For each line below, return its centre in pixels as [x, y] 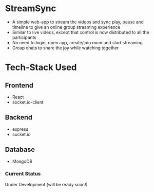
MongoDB [22, 161]
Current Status [23, 174]
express [20, 129]
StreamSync [31, 9]
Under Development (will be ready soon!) [46, 184]
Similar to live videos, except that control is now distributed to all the [81, 32]
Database [20, 149]
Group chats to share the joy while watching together [65, 48]
